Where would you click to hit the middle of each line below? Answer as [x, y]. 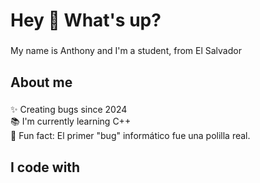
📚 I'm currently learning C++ [71, 121]
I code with [45, 167]
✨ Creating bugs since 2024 [69, 110]
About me [41, 82]
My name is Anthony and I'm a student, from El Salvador [126, 51]
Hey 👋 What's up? [86, 20]
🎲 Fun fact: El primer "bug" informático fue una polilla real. [130, 136]
